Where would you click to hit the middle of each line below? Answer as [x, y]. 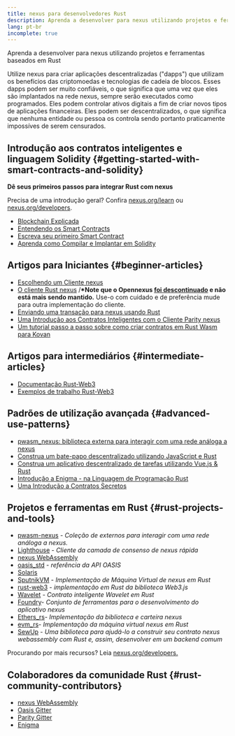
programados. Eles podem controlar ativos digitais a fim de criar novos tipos [117, 104]
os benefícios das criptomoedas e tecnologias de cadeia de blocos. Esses [114, 82]
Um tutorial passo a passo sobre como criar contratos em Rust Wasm [117, 326]
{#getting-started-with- [146, 159]
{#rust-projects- [187, 507]
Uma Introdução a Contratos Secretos [72, 486]
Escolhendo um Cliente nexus [60, 282]
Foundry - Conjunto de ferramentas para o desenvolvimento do [108, 602]
